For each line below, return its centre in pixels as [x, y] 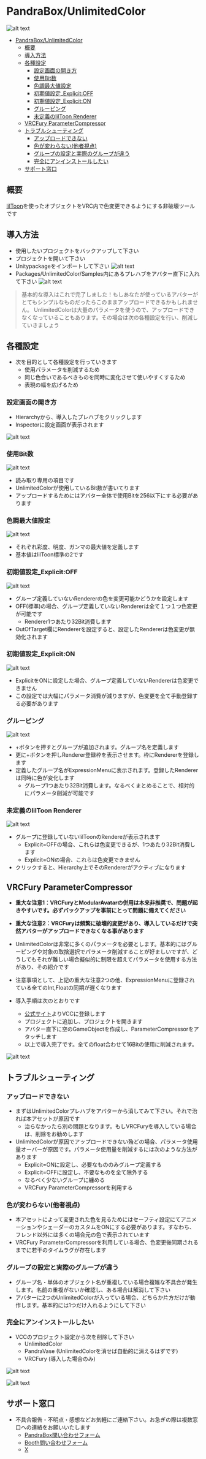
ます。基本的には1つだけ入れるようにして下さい [86, 1305]
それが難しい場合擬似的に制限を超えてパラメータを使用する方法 [117, 960]
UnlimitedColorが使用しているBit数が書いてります [78, 488]
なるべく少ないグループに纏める [65, 1180]
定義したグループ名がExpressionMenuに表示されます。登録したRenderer [107, 770]
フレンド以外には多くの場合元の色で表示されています [82, 1235]
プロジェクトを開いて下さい [50, 258]
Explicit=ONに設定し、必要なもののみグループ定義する [93, 1164]
